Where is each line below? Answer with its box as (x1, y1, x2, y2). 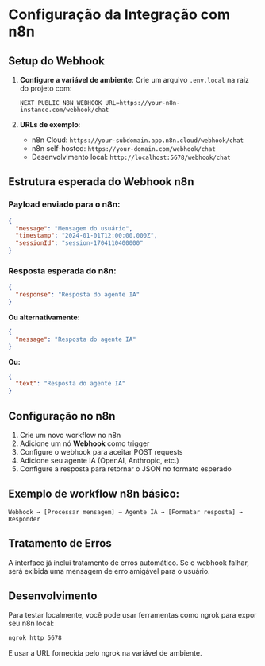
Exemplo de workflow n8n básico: (8, 487, 180, 501)
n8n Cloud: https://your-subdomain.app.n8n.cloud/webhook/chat (31, 135, 244, 145)
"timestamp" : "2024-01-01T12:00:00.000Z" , (15, 232, 158, 240)
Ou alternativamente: (8, 312, 81, 322)
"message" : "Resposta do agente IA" (15, 335, 136, 343)
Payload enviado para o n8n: (8, 199, 121, 210)
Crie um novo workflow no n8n (19, 431, 121, 440)
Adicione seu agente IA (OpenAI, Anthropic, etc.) (19, 455, 180, 466)
